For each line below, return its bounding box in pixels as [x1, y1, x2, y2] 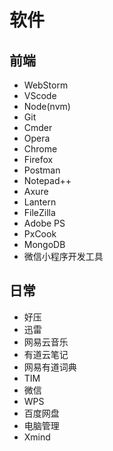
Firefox [23, 154, 54, 165]
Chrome [23, 143, 58, 155]
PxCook [23, 228, 57, 240]
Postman [23, 164, 61, 176]
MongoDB [23, 239, 66, 250]
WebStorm [23, 79, 69, 91]
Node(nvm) [23, 101, 71, 112]
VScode [23, 90, 57, 101]
